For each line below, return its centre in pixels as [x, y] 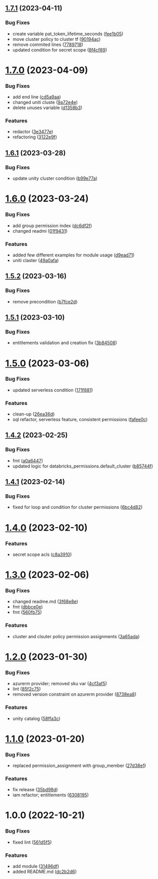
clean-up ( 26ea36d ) [34, 414]
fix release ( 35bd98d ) [35, 790]
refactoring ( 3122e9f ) [35, 137]
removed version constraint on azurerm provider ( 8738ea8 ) [74, 694]
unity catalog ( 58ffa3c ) [36, 718]
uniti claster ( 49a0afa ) [36, 260]
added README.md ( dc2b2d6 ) [45, 872]
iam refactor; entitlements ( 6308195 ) [51, 795]
